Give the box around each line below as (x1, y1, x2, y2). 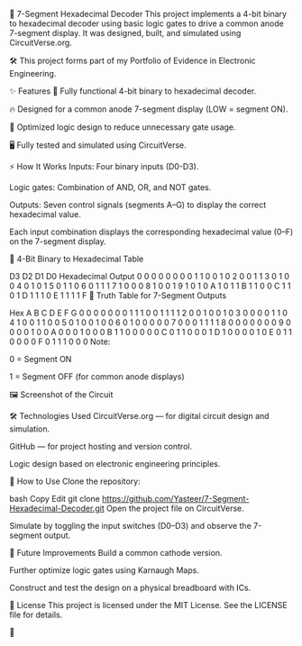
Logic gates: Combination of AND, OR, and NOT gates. (9, 182, 212, 193)
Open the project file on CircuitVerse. (106, 503, 245, 514)
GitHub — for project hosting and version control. (9, 441, 192, 451)
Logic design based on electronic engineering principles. (9, 459, 221, 469)
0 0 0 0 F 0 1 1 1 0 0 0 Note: (9, 336, 111, 347)
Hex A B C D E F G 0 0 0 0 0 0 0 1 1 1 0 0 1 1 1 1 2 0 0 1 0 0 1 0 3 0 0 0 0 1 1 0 (9, 307, 288, 318)
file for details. (9, 609, 63, 620)
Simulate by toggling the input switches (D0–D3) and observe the (9, 521, 252, 531)
